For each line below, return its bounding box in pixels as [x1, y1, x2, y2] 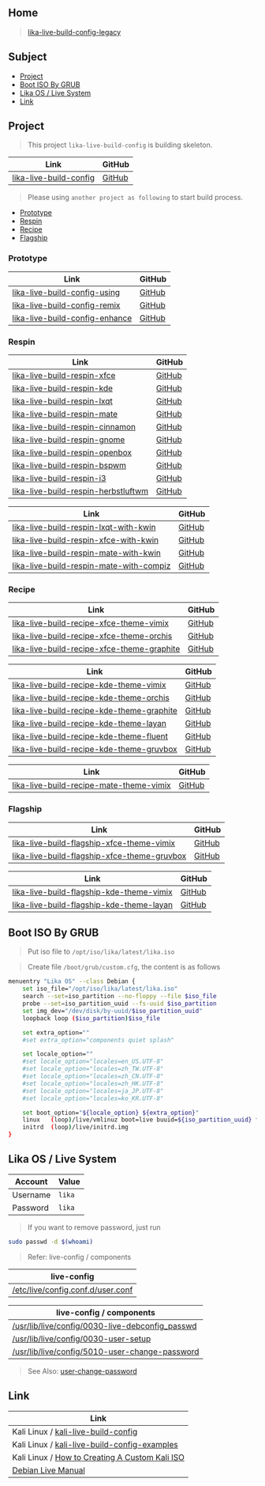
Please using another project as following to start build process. [27, 193, 243, 202]
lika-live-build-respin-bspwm [12, 460, 127, 471]
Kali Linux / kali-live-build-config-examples [12, 1439, 179, 1450]
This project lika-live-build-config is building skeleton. [27, 140, 213, 149]
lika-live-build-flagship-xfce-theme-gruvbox [12, 850, 187, 861]
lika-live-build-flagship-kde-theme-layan [12, 899, 174, 910]
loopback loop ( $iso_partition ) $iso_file [22, 1014, 160, 1023]
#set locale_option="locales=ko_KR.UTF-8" [22, 1095, 164, 1102]
